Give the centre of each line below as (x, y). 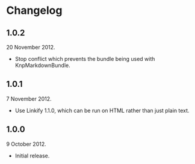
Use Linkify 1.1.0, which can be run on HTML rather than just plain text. (102, 110)
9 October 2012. (26, 144)
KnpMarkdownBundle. (42, 65)
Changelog (34, 11)
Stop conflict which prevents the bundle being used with (85, 59)
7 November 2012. (29, 99)
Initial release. (32, 156)
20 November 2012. (31, 47)
